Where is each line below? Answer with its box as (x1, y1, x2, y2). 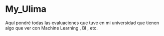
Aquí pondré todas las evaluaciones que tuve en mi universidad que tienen (5, 20, 159, 26)
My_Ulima (5, 3, 47, 15)
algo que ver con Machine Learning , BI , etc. (5, 25, 98, 31)
